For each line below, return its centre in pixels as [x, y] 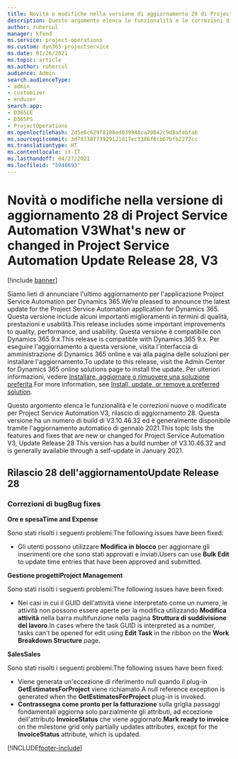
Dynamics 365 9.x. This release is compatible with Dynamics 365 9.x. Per [114, 339]
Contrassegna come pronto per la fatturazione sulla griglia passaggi [119, 704]
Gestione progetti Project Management [65, 576]
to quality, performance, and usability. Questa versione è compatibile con [114, 331]
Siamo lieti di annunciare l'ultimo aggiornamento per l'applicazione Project [116, 294]
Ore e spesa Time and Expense [53, 519]
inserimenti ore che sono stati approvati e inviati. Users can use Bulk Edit [123, 554]
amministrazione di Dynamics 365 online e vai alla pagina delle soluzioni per [119, 354]
